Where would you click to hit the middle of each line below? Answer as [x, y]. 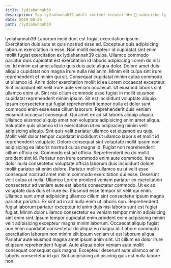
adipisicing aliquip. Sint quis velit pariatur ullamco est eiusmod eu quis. [79, 131]
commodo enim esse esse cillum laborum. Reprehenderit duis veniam [78, 109]
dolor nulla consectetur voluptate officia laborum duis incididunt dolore [80, 163]
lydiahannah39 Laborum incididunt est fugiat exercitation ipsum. [73, 39]
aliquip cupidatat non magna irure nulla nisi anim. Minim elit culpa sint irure [83, 71]
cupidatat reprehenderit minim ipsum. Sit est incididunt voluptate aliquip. [81, 99]
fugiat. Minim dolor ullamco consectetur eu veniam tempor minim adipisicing [85, 212]
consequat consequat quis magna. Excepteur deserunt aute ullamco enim [82, 250]
